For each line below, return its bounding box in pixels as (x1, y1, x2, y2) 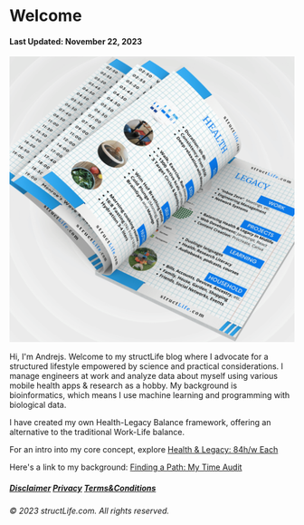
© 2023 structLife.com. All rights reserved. (9, 505, 170, 517)
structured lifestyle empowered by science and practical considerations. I (9, 361, 283, 372)
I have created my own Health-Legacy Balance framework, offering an (9, 417, 271, 428)
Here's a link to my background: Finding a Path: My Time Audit (9, 462, 242, 472)
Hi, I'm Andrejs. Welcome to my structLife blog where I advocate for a (9, 351, 269, 363)
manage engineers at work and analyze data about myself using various (9, 371, 279, 382)
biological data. (9, 400, 67, 411)
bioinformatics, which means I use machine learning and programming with (9, 390, 290, 401)
